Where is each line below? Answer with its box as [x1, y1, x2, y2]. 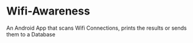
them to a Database [6, 30, 56, 38]
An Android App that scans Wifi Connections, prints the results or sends [6, 24, 187, 31]
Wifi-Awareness [6, 4, 90, 18]
